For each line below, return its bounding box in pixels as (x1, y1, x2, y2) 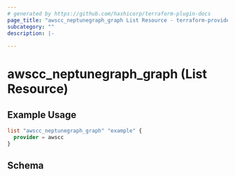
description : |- (7, 29, 55, 37)
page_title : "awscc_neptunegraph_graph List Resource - (7, 17, 173, 24)
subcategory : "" (7, 23, 55, 30)
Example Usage (7, 109, 77, 121)
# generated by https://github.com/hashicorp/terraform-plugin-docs (7, 10, 211, 17)
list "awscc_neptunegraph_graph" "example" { (7, 127, 142, 135)
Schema (7, 160, 44, 172)
